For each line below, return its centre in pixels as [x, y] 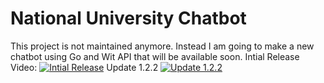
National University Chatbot [128, 18]
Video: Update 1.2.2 [84, 67]
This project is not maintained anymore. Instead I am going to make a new [162, 46]
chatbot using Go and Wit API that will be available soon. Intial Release [155, 56]
